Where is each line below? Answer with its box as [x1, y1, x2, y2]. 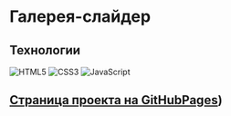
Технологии [9, 43, 80, 58]
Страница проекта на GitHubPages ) [9, 92, 223, 108]
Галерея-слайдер [9, 6, 152, 27]
